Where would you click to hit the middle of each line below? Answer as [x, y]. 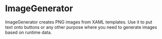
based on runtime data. [29, 32]
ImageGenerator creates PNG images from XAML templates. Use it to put [79, 22]
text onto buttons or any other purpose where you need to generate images [81, 27]
